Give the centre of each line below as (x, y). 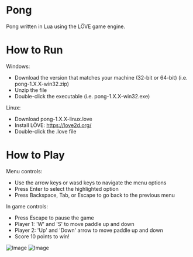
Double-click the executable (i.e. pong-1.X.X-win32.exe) (82, 96)
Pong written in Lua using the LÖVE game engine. (66, 26)
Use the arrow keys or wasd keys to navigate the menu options (90, 183)
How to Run (35, 50)
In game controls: (27, 206)
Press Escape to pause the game (54, 218)
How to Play (36, 155)
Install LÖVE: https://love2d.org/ (53, 125)
